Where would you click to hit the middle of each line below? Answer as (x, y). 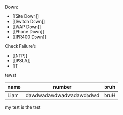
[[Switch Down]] (28, 22)
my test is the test (23, 107)
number (62, 87)
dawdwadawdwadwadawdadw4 (62, 95)
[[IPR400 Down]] (29, 37)
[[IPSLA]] (21, 61)
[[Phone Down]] (28, 32)
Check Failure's (21, 46)
